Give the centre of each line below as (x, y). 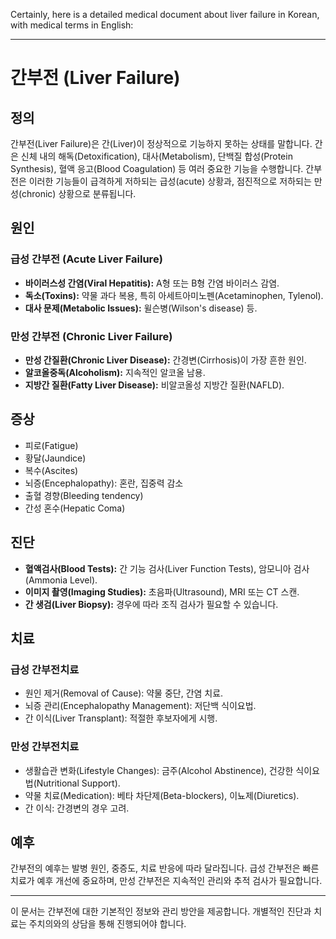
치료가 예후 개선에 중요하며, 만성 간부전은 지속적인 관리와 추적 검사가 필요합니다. (166, 881)
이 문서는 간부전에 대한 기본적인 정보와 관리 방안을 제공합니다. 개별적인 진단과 (161, 911)
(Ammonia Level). (61, 580)
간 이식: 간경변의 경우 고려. (77, 808)
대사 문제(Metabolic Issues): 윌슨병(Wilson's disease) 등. (141, 308)
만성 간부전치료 (45, 747)
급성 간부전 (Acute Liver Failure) (86, 259)
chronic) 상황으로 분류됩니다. (79, 193)
